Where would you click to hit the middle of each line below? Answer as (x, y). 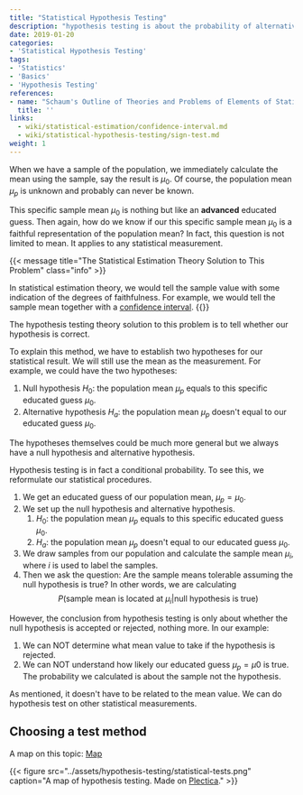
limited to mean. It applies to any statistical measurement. (116, 243)
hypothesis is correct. (50, 334)
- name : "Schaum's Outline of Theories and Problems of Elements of (141, 102)
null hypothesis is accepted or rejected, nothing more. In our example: (139, 627)
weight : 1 (28, 143)
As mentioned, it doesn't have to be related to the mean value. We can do (146, 693)
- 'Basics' (30, 77)
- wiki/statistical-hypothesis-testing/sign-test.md (119, 135)
